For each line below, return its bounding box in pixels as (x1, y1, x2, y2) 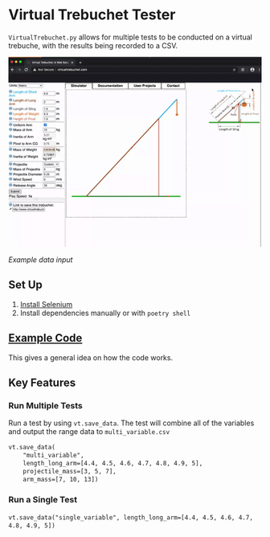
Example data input (8, 255, 73, 264)
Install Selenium (19, 299, 73, 309)
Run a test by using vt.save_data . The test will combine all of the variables (8, 418, 255, 428)
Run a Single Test (8, 494, 78, 506)
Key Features (8, 375, 76, 389)
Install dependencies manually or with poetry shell (19, 308, 191, 318)
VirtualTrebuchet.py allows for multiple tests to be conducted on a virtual (8, 32, 253, 42)
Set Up (8, 278, 43, 292)
